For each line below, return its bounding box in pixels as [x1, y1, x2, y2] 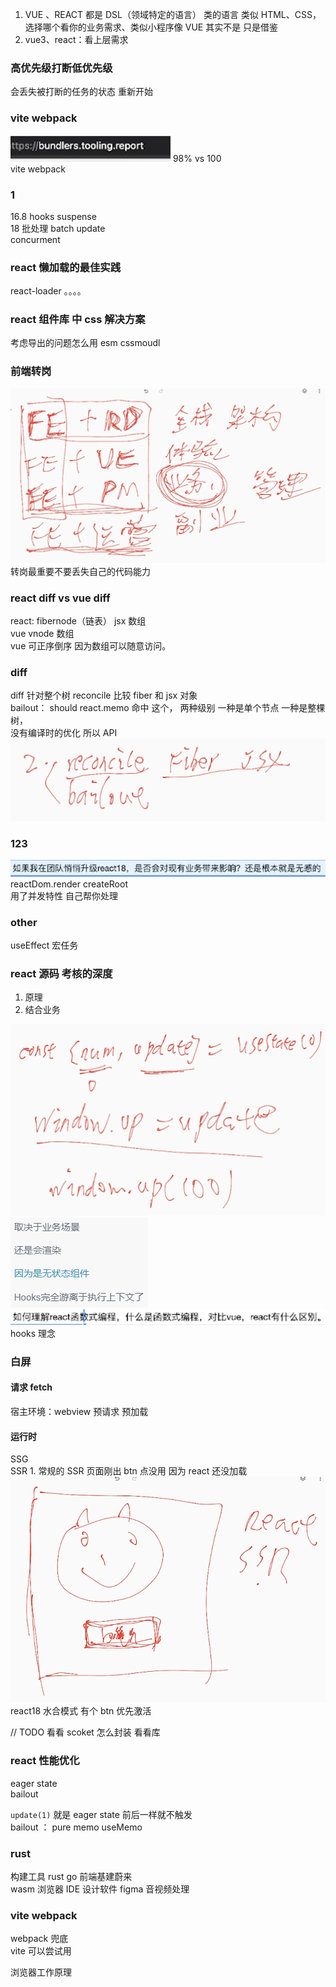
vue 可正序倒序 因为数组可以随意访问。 [10, 640, 172, 652]
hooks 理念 [10, 1327, 57, 1339]
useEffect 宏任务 [10, 939, 79, 952]
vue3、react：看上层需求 [24, 34, 129, 45]
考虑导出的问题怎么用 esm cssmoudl [10, 337, 161, 349]
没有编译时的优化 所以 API [10, 727, 118, 739]
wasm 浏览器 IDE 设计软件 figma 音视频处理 [10, 1883, 190, 1895]
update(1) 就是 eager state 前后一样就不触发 [10, 1808, 193, 1820]
